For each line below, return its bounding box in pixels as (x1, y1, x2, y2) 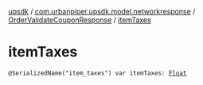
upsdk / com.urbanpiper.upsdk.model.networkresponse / (8, 7, 196, 16)
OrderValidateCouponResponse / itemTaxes (8, 15, 151, 25)
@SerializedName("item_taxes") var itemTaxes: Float (8, 69, 187, 77)
